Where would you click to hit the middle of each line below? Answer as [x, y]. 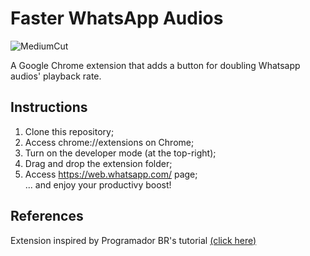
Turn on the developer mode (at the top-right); [120, 153]
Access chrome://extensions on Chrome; [109, 142]
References [47, 216]
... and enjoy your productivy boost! [98, 184]
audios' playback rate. [56, 76]
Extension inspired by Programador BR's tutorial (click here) [133, 240]
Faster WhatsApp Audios [117, 18]
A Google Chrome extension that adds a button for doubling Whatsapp [155, 65]
